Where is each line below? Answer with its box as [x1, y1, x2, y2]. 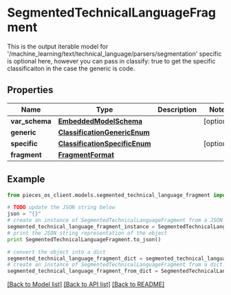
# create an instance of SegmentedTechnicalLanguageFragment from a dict [7, 261, 223, 268]
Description [157, 105, 197, 114]
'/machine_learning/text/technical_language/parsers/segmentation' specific [7, 50, 222, 58]
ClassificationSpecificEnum [58, 139, 151, 148]
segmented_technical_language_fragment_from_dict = [7, 267, 158, 275]
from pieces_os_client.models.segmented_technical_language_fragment [7, 192, 211, 199]
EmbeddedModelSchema [58, 116, 143, 125]
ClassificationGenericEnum [58, 128, 150, 137]
